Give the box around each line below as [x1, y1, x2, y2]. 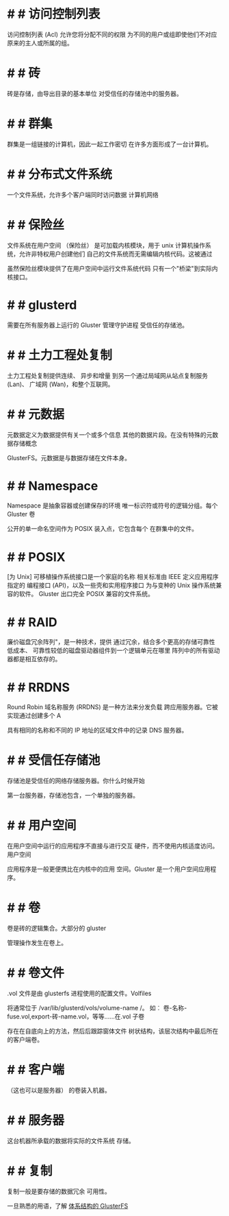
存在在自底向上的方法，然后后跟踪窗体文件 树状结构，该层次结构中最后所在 [7, 1027, 219, 1035]
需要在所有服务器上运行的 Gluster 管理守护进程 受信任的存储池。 [7, 320, 189, 329]
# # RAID [7, 615, 57, 630]
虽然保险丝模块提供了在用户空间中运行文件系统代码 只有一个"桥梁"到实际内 [7, 264, 218, 272]
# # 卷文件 [7, 965, 65, 981]
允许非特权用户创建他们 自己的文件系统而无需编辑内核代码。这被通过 [18, 250, 213, 258]
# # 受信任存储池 [7, 752, 100, 768]
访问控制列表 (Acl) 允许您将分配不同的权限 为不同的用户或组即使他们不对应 [7, 30, 217, 38]
